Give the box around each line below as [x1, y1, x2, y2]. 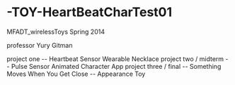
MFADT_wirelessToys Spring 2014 [6, 27, 105, 36]
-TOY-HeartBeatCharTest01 [6, 4, 173, 20]
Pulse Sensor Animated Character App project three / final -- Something [11, 62, 222, 70]
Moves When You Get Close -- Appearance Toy [6, 70, 146, 78]
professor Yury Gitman [6, 41, 73, 49]
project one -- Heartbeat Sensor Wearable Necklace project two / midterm [6, 54, 224, 63]
